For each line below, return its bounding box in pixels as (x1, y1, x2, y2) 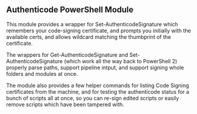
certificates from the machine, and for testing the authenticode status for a (6, 88, 189, 95)
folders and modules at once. (6, 70, 79, 77)
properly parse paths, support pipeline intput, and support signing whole (6, 64, 185, 71)
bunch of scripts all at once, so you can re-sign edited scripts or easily (6, 94, 180, 101)
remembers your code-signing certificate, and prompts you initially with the (6, 27, 192, 34)
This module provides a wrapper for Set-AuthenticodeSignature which (6, 20, 179, 27)
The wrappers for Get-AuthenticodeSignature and (6, 51, 129, 58)
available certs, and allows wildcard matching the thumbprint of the (6, 33, 171, 41)
